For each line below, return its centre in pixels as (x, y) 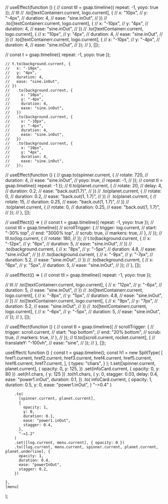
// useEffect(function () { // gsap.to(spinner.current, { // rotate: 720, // (77, 175)
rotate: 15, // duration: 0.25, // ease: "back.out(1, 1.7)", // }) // (67, 202)
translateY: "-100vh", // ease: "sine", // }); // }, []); (56, 343)
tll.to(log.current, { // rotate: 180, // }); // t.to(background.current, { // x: (78, 238)
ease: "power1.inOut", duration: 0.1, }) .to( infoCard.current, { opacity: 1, (79, 379)
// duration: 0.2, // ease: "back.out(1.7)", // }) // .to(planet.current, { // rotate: (83, 191)
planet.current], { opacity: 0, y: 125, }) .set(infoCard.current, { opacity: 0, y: (82, 369)
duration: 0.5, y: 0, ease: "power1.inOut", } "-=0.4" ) (59, 385)
